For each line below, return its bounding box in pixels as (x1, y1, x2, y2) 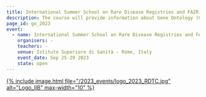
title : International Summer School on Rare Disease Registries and (6, 9, 185, 15)
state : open (17, 60, 48, 66)
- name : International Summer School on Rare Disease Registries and (12, 32, 193, 38)
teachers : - (17, 44, 48, 50)
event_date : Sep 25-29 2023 (17, 55, 89, 61)
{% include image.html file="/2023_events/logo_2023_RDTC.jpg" (6, 77, 171, 85)
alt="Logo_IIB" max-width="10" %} (6, 83, 95, 91)
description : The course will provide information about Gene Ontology (6, 15, 193, 21)
